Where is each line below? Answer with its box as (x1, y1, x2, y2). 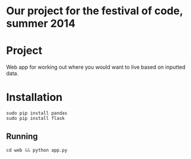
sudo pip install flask (6, 116, 65, 122)
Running (6, 132, 39, 142)
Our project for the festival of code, (6, 4, 183, 18)
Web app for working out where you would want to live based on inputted (6, 63, 186, 71)
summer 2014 (6, 17, 76, 30)
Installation (6, 91, 63, 104)
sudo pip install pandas (6, 110, 68, 116)
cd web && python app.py (6, 147, 68, 153)
